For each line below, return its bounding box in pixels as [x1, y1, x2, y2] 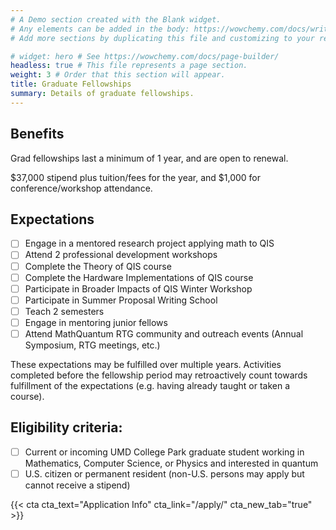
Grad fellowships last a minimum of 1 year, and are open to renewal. [10, 152, 289, 164]
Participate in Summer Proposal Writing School [24, 294, 218, 306]
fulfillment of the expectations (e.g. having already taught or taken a [10, 379, 291, 391]
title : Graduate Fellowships [10, 79, 132, 90]
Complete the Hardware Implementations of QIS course [24, 271, 254, 283]
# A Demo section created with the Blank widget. [10, 14, 222, 25]
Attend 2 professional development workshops [24, 249, 218, 261]
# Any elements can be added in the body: [10, 24, 190, 34]
